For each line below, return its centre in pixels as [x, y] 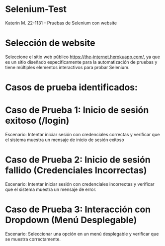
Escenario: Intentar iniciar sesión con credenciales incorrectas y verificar [80, 184]
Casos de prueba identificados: [72, 87]
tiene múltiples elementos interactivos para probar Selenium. [67, 67]
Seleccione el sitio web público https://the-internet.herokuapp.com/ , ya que [83, 57]
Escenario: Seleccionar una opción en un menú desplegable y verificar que [82, 234]
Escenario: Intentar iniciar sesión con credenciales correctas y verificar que [82, 134]
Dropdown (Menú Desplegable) [71, 220]
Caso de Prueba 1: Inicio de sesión [77, 110]
